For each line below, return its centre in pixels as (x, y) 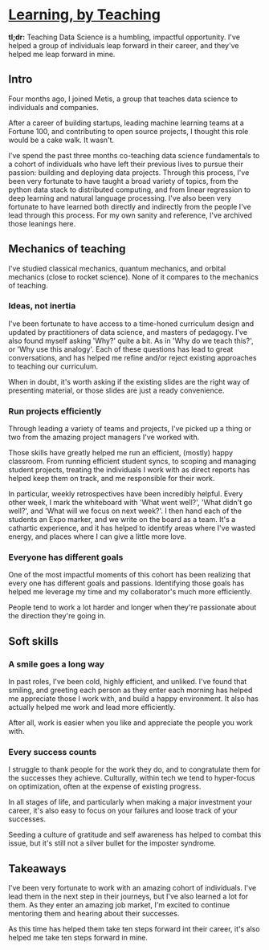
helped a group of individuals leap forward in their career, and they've (124, 45)
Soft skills (33, 641)
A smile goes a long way (56, 664)
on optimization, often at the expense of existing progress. (105, 787)
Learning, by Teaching (84, 15)
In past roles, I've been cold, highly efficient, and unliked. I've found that (128, 682)
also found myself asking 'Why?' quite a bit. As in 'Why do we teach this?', (131, 340)
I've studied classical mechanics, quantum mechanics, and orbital (117, 268)
